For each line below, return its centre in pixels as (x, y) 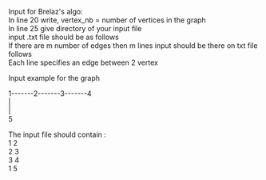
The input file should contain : (57, 134)
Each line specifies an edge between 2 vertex (83, 62)
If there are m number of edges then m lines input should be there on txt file (133, 46)
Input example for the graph (54, 78)
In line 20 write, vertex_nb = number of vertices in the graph (107, 20)
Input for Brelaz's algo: (46, 12)
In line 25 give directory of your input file (75, 28)
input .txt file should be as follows (64, 37)
